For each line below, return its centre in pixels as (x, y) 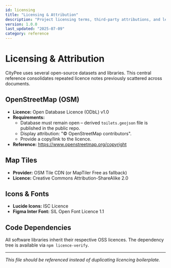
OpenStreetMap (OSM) (42, 100)
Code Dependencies (38, 228)
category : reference (27, 34)
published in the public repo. (50, 128)
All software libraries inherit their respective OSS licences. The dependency (84, 240)
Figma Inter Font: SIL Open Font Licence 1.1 (58, 212)
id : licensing (20, 10)
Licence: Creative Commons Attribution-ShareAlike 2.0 (70, 178)
